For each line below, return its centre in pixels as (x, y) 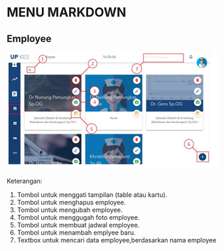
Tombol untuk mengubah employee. (70, 210)
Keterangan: (25, 181)
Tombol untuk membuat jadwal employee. (78, 225)
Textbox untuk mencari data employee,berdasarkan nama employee (117, 240)
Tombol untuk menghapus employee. (71, 202)
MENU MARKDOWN (66, 12)
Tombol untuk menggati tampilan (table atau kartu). (92, 195)
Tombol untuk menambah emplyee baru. (76, 233)
